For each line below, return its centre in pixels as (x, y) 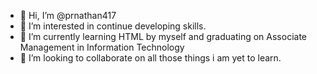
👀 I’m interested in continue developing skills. (113, 26)
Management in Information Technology (102, 47)
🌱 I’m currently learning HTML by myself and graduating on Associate (163, 36)
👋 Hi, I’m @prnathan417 (68, 15)
